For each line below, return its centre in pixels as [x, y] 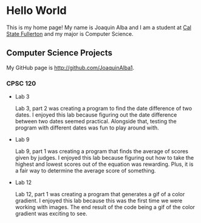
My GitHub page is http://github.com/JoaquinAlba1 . [70, 67]
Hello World [36, 11]
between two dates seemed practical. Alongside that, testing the [96, 122]
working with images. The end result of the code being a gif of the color [105, 207]
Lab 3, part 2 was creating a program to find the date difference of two [104, 108]
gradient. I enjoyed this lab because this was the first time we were [99, 201]
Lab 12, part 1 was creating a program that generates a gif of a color [100, 194]
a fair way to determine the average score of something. [85, 171]
